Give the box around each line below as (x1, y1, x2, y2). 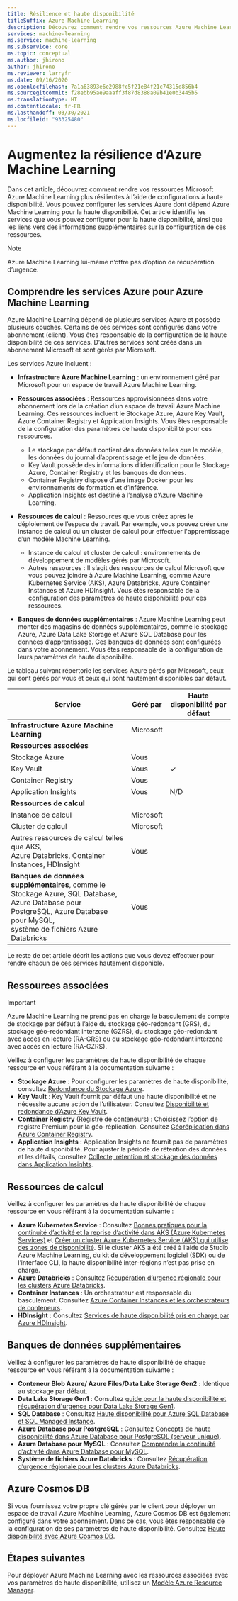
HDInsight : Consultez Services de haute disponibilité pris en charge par (17, 1311, 229, 1320)
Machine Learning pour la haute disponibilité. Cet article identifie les (7, 207, 207, 216)
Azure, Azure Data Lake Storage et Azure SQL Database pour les (17, 630, 207, 639)
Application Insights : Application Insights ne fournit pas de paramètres (17, 1137, 228, 1146)
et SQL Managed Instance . (17, 1417, 96, 1425)
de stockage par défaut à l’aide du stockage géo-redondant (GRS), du (7, 1020, 211, 1028)
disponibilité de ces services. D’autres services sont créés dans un (7, 338, 203, 347)
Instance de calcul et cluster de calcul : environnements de (28, 549, 200, 557)
